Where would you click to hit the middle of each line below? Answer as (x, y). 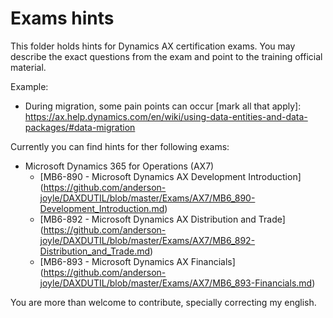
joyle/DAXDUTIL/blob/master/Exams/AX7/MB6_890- (147, 198)
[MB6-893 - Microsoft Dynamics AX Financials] (137, 261)
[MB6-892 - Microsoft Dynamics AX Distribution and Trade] (162, 219)
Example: (29, 86)
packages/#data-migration (80, 127)
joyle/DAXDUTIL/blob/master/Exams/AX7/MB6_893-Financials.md (176, 283)
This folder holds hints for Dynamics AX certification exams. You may (153, 46)
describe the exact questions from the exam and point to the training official (166, 56)
